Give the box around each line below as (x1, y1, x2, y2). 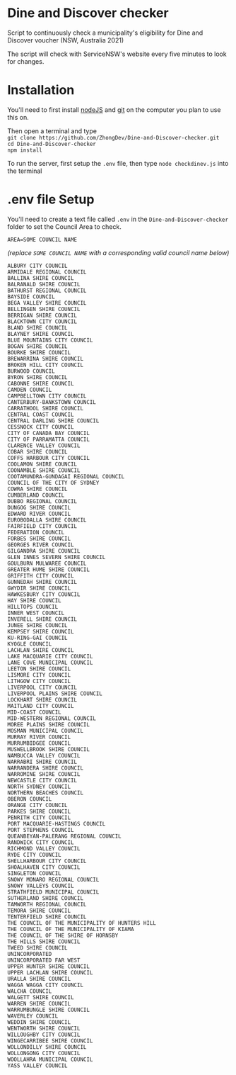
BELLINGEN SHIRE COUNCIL (7, 305, 81, 313)
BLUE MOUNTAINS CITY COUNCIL (7, 337, 93, 344)
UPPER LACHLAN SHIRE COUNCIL (7, 969, 93, 976)
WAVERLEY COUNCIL (7, 1012, 59, 1020)
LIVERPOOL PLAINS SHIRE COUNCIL (7, 690, 102, 697)
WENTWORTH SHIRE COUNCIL (7, 1025, 81, 1032)
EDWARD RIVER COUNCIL (7, 510, 71, 517)
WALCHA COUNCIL (7, 987, 52, 995)
